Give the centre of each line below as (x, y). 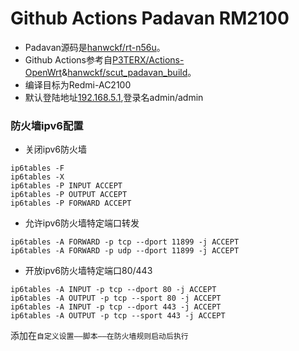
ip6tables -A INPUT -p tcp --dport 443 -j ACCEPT (116, 307)
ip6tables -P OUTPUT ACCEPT (69, 195)
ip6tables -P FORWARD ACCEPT (71, 203)
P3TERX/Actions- (148, 59)
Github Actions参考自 (68, 59)
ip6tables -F (37, 168)
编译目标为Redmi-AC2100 (78, 84)
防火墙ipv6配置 (47, 125)
